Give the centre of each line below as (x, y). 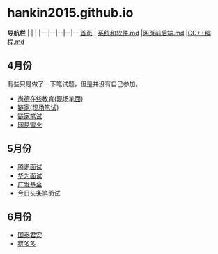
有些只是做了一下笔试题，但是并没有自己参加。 (74, 84)
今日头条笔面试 (39, 193)
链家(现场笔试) (38, 107)
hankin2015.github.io (70, 13)
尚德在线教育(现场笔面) (50, 98)
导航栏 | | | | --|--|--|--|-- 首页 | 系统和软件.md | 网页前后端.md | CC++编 (109, 33)
